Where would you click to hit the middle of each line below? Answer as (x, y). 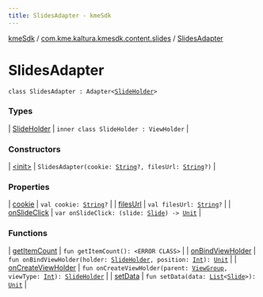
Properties (29, 187)
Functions (28, 233)
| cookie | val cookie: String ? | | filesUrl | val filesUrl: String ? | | (120, 204)
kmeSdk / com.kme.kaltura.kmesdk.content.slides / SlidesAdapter (116, 38)
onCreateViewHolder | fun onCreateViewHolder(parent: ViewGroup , (118, 268)
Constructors (34, 149)
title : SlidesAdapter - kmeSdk (60, 15)
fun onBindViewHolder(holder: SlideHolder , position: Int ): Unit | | (123, 259)
